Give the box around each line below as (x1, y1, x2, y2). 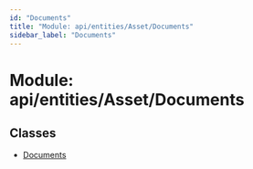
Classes (9, 125, 57, 141)
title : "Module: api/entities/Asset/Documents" (9, 22, 195, 31)
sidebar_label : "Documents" (9, 30, 117, 39)
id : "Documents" (9, 13, 71, 23)
